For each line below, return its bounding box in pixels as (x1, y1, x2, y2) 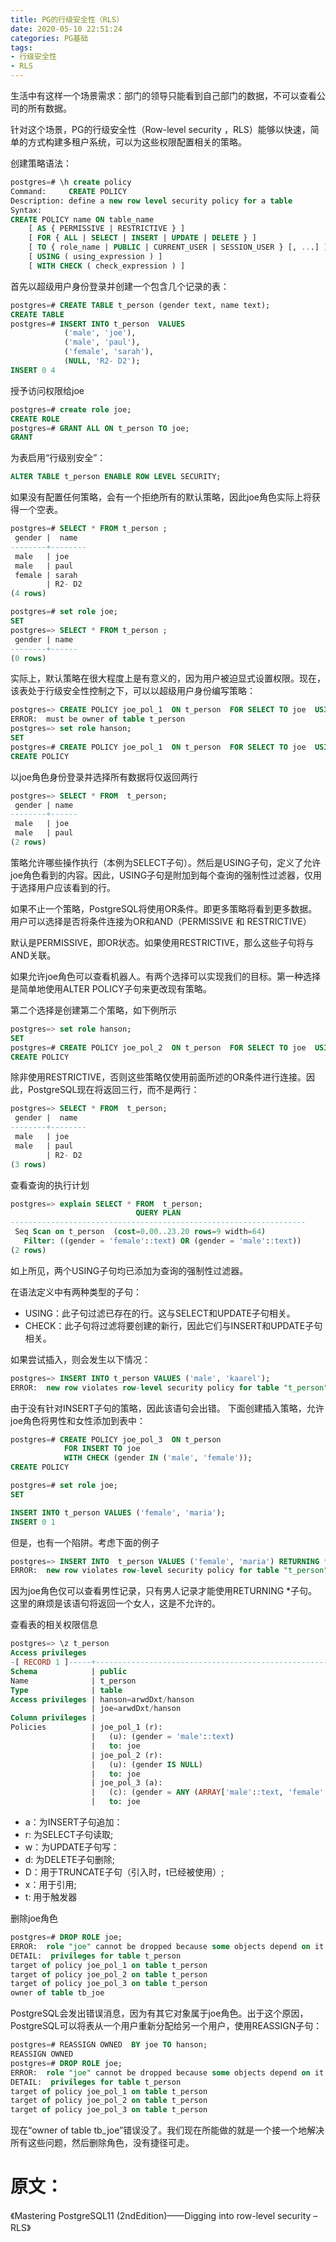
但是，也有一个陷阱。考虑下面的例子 (10, 1536, 160, 1548)
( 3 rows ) (10, 1159, 47, 1170)
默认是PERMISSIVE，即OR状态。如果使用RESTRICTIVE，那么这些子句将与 (10, 936, 315, 948)
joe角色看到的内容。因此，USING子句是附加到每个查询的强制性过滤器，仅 (10, 869, 314, 881)
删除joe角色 (10, 1912, 58, 1924)
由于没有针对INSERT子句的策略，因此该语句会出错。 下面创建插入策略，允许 (10, 1402, 325, 1414)
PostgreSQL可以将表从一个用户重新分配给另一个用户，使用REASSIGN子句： (10, 2020, 323, 2032)
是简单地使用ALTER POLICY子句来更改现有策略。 (10, 982, 212, 995)
